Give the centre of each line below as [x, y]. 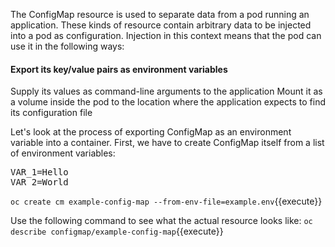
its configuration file [51, 113]
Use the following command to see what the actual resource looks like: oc [161, 221]
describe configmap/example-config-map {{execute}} [117, 231]
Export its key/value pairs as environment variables [119, 69]
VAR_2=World [39, 182]
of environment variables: [63, 153]
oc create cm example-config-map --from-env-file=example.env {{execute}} [166, 201]
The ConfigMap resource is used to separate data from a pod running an [160, 14]
